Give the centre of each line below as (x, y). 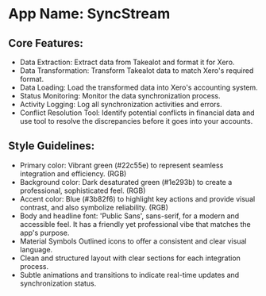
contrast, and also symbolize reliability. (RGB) (94, 207)
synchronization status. (58, 283)
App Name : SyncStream (89, 14)
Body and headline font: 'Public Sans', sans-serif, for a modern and (129, 216)
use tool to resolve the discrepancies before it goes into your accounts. (136, 121)
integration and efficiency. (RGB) (73, 173)
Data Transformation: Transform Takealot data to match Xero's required (137, 71)
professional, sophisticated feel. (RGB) (83, 190)
